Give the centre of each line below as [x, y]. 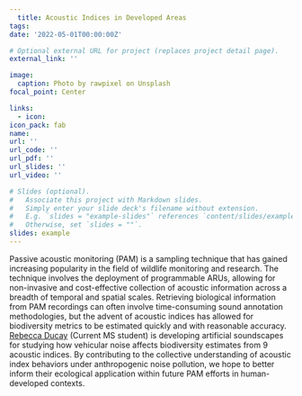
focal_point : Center [48, 92]
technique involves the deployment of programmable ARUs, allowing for [142, 278]
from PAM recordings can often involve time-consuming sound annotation [146, 306]
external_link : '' [44, 59]
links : [22, 108]
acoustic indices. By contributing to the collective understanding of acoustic [151, 354]
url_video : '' [36, 175]
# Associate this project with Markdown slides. [106, 200]
